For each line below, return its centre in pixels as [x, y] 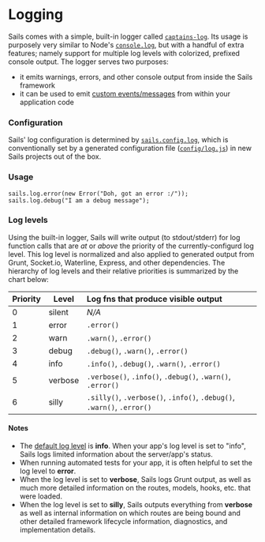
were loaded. [41, 496]
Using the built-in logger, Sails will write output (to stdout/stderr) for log [124, 237]
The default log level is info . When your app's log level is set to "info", [132, 446]
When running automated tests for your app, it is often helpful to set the [136, 463]
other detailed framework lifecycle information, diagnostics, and [123, 521]
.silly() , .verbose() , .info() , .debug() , [160, 397]
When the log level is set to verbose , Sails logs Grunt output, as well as [135, 480]
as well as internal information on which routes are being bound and [130, 513]
